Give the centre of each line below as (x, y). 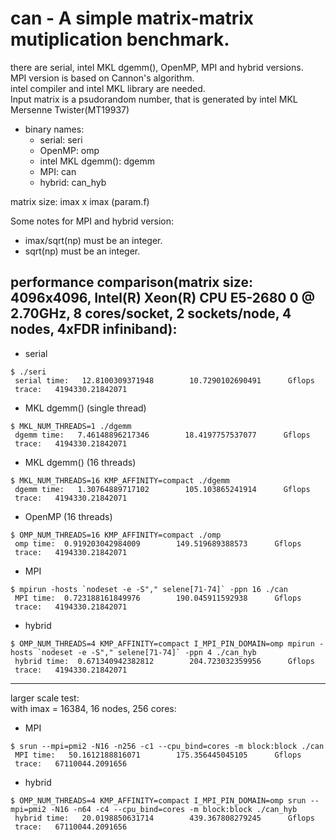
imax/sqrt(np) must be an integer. (93, 240)
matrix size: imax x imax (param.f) (80, 201)
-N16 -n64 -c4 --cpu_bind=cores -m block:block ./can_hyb (174, 809)
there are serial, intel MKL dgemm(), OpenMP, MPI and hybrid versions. (157, 67)
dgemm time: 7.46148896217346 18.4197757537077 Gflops (162, 435)
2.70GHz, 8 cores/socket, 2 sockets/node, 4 (151, 313)
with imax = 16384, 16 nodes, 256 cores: (93, 708)
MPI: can (58, 171)
